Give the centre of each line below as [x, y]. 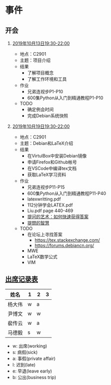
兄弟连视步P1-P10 [45, 91]
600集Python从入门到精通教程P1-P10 [65, 98]
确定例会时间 [40, 109]
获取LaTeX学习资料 [47, 174]
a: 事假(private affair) [34, 358]
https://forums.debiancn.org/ [64, 245]
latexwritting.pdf [44, 199]
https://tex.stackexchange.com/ [67, 240]
